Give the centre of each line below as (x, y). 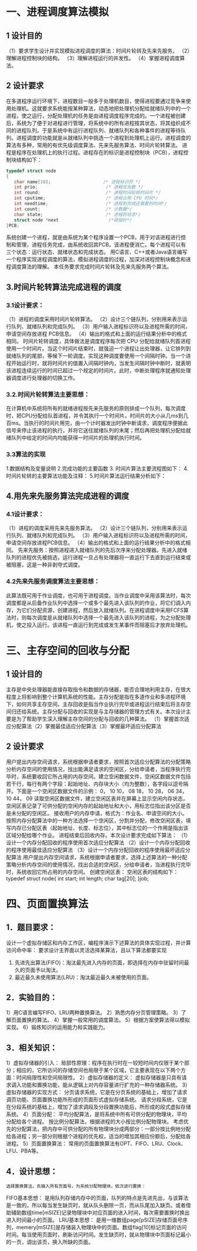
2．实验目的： (32, 997)
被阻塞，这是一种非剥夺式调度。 (45, 565)
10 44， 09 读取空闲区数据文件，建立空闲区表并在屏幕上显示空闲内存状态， (97, 798)
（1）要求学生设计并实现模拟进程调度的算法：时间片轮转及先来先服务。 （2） (98, 51)
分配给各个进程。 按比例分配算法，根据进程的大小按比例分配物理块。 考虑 (95, 1122)
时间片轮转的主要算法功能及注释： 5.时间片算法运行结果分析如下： (86, 476)
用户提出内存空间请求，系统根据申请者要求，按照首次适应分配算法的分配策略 (98, 762)
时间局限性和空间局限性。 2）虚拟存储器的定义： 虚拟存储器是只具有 (99, 1078)
